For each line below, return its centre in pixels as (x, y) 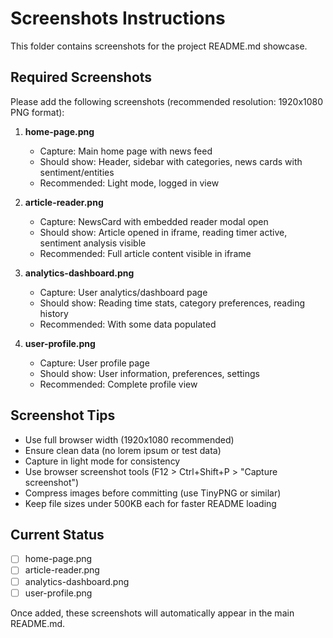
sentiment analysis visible (93, 243)
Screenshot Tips (63, 415)
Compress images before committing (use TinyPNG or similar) (153, 493)
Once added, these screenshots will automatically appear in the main (152, 613)
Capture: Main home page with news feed (126, 151)
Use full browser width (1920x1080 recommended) (129, 439)
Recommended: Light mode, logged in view (129, 183)
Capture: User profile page (94, 363)
